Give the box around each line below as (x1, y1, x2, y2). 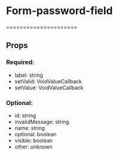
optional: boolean (14, 130, 57, 137)
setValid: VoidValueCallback (14, 77, 82, 85)
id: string (14, 112, 36, 119)
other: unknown (14, 143, 53, 150)
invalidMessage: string (14, 118, 70, 125)
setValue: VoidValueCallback (14, 84, 84, 91)
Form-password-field (6, 4, 113, 18)
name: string (14, 124, 45, 132)
